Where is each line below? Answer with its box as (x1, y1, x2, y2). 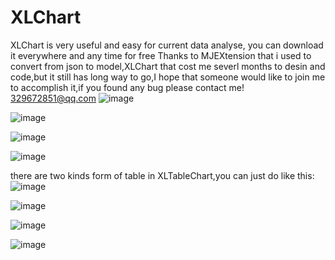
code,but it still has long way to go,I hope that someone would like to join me (10, 71, 326, 83)
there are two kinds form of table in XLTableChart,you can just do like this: (10, 169, 315, 181)
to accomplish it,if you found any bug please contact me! (10, 81, 245, 93)
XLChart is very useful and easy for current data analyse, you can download (10, 39, 324, 51)
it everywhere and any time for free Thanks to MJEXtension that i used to (10, 49, 312, 61)
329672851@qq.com (10, 92, 97, 104)
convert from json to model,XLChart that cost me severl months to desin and (10, 60, 326, 72)
